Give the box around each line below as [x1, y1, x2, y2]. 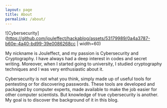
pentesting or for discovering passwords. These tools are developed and [5, 81, 155, 87]
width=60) [79, 41, 101, 47]
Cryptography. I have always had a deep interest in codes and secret [5, 56, 147, 62]
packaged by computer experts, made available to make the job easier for [5, 87, 157, 93]
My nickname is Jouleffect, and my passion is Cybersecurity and [5, 50, 139, 56]
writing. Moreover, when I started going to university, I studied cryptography [5, 61, 162, 67]
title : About [5, 12, 32, 17]
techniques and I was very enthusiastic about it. [5, 66, 104, 72]
